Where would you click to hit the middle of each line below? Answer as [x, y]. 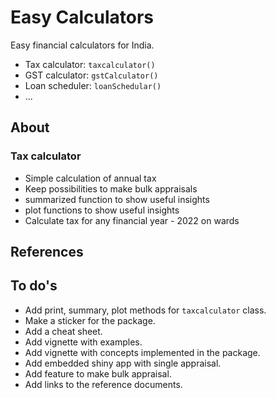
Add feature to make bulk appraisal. [98, 373]
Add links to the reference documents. [103, 384]
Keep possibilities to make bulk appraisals [111, 188]
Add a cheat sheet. [63, 331]
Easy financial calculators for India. [82, 45]
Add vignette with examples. [83, 342]
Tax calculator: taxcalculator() [90, 64]
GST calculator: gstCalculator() [91, 75]
